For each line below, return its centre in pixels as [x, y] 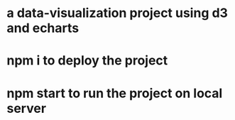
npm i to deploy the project [87, 61]
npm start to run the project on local [115, 93]
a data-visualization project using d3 [117, 13]
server [27, 108]
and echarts [43, 28]
